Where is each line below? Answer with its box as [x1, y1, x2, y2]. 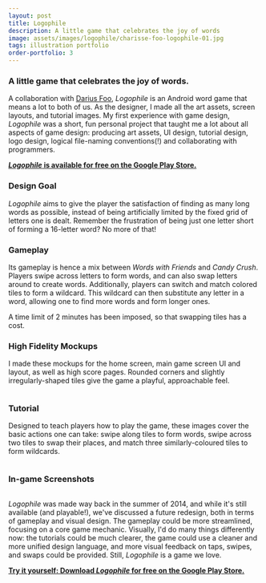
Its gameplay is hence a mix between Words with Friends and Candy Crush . [8, 262, 259, 272]
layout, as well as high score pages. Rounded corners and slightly [8, 367, 225, 377]
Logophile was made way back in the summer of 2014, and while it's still [8, 499, 247, 508]
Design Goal [8, 180, 57, 192]
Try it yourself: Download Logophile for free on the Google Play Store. [8, 565, 245, 575]
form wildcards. [8, 447, 60, 456]
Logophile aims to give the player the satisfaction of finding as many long [8, 198, 250, 209]
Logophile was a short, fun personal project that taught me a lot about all [8, 119, 248, 129]
